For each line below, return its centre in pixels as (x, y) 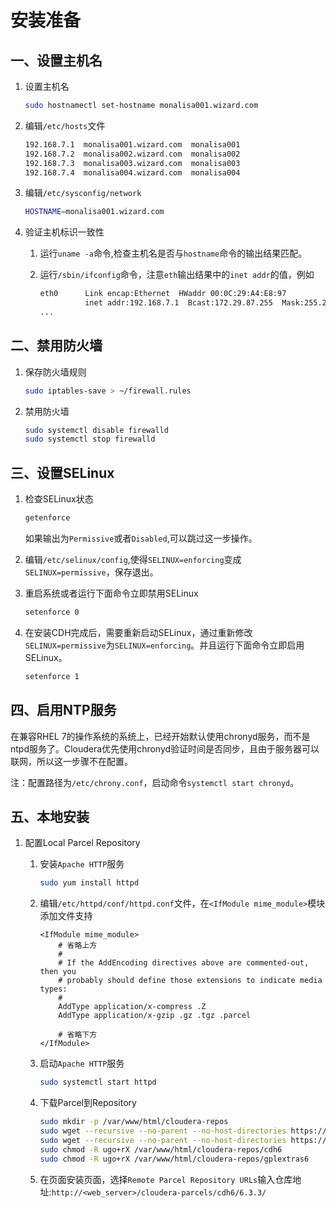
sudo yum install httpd (89, 883)
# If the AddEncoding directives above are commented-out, (184, 963)
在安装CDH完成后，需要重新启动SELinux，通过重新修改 (138, 632)
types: (53, 989)
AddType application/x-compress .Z (132, 1007)
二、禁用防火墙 (56, 346)
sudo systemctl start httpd (98, 1082)
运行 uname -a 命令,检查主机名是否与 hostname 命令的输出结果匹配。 (173, 253)
